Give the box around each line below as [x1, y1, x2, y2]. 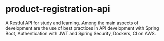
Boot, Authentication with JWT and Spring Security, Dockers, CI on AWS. [5, 30, 156, 36]
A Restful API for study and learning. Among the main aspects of [5, 20, 139, 26]
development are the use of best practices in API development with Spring [5, 25, 159, 31]
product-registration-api [5, 3, 110, 15]
